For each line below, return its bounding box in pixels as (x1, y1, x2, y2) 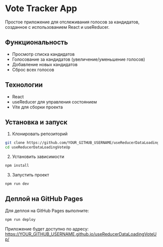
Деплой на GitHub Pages (5, 195, 83, 203)
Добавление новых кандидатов (12, 61, 78, 67)
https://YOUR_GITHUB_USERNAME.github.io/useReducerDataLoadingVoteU (5, 231, 157, 237)
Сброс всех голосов (12, 67, 54, 72)
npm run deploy (5, 217, 36, 222)
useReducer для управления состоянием (12, 99, 97, 105)
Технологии (5, 81, 43, 89)
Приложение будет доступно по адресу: (5, 226, 89, 231)
